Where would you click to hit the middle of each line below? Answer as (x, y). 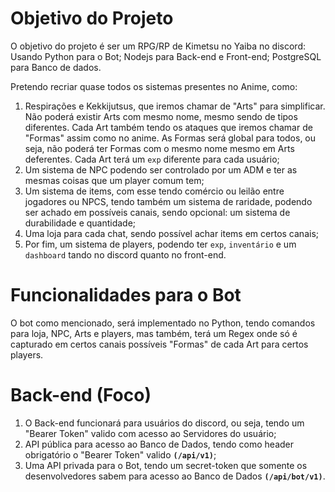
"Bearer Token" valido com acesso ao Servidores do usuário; (150, 433)
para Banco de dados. (56, 67)
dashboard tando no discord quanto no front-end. (125, 254)
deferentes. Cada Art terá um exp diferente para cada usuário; (152, 159)
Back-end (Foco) (81, 395)
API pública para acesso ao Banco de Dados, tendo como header (159, 444)
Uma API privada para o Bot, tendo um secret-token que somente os (166, 465)
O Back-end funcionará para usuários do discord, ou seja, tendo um (164, 423)
